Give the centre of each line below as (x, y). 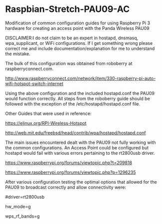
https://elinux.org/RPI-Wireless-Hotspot (46, 123)
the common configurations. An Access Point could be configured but (77, 147)
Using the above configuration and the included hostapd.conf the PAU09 (80, 93)
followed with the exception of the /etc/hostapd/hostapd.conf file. (73, 104)
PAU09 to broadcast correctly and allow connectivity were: (66, 187)
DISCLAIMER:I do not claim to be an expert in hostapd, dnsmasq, (72, 38)
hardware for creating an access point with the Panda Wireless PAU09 (77, 28)
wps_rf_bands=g (22, 216)
